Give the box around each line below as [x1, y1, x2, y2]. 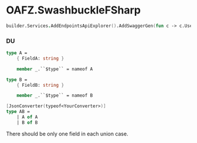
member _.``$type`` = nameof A [16, 66, 93, 72]
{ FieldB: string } [16, 82, 64, 88]
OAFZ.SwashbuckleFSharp [6, 4, 141, 17]
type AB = [6, 109, 30, 115]
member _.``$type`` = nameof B [16, 93, 93, 98]
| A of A [16, 114, 38, 120]
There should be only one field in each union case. [6, 130, 128, 137]
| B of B [16, 120, 38, 125]
